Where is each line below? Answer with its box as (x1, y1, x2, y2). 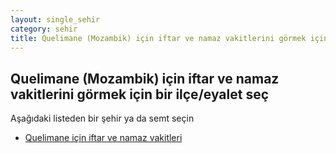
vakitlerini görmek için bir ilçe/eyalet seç (10, 86, 270, 103)
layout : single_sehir (10, 14, 101, 25)
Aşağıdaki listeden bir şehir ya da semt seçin (10, 112, 195, 125)
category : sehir (10, 24, 78, 34)
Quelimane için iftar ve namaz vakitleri (24, 132, 183, 144)
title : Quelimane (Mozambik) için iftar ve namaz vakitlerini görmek (10, 33, 307, 43)
